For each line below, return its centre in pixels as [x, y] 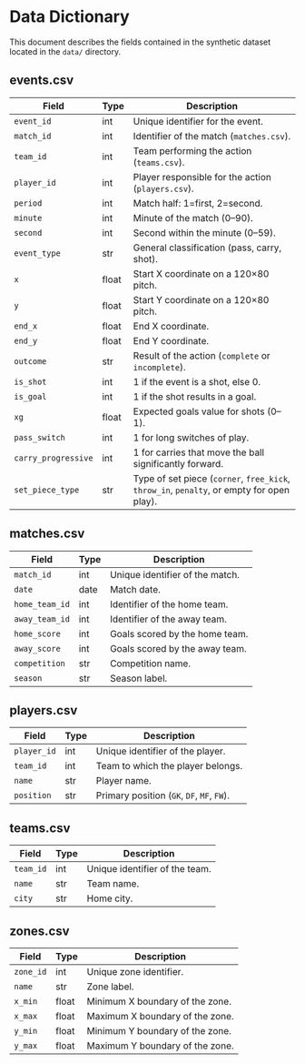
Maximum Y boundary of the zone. [160, 1046]
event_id [33, 121]
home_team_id [42, 604]
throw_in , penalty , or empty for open [212, 490]
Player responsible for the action [202, 177]
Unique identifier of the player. [161, 751]
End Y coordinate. [171, 340]
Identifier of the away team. [168, 619]
